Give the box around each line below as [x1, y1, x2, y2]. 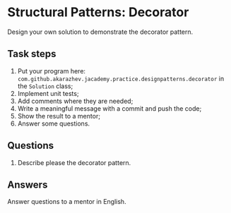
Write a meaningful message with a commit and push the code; [17, 104, 202, 113]
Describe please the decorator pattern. [17, 158, 131, 166]
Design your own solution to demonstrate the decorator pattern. [7, 28, 194, 36]
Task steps [7, 48, 57, 60]
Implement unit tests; [17, 89, 79, 97]
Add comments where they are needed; [17, 97, 134, 105]
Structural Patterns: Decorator [7, 4, 189, 20]
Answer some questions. [17, 119, 90, 128]
